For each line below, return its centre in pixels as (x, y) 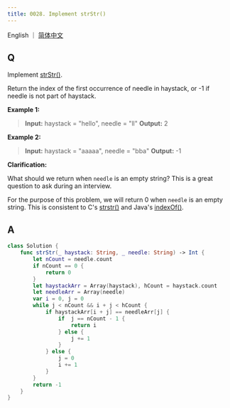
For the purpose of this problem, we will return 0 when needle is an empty (115, 200)
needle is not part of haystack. (52, 96)
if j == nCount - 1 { (92, 319)
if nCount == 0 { (58, 266)
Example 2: (24, 137)
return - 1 (47, 385)
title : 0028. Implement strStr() (57, 14)
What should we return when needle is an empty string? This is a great (110, 179)
